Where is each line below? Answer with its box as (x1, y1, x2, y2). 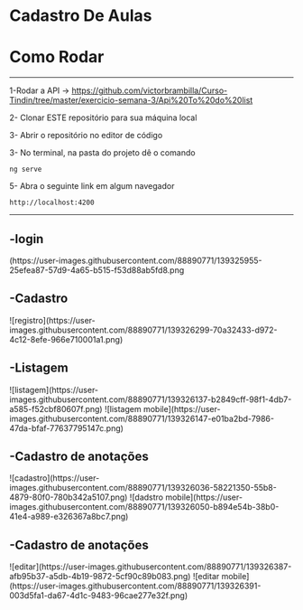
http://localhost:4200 (9, 198, 95, 208)
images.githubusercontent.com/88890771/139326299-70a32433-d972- (9, 324, 278, 335)
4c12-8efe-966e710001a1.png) (9, 333, 124, 344)
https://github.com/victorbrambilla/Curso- (71, 85, 228, 96)
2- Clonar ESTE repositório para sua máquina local (9, 112, 197, 123)
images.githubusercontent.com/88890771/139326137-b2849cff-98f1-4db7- (9, 394, 292, 405)
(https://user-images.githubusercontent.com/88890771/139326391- (9, 580, 262, 592)
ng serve (9, 164, 42, 174)
